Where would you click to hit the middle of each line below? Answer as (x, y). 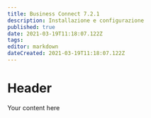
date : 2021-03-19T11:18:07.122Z (55, 34)
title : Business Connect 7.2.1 (54, 14)
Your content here (34, 107)
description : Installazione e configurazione (75, 20)
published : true (31, 27)
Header (29, 88)
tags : (15, 40)
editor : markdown (33, 47)
